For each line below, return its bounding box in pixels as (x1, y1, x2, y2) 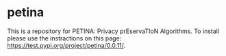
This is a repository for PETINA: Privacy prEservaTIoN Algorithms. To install (7, 27, 220, 35)
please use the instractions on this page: (7, 34, 122, 42)
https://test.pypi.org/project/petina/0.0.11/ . (7, 41, 125, 49)
